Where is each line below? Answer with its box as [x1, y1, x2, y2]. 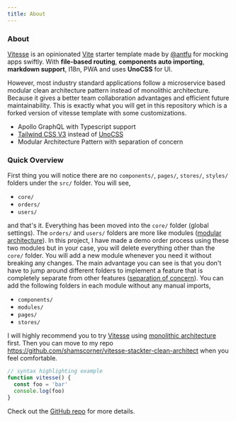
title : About [7, 10, 46, 18]
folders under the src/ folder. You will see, [7, 178, 131, 188]
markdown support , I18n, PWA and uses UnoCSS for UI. [7, 64, 173, 73]
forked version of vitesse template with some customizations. [7, 108, 187, 117]
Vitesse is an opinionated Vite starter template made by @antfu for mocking [7, 50, 229, 58]
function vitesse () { [7, 375, 72, 382]
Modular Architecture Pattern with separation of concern [17, 137, 184, 146]
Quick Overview [7, 155, 64, 165]
